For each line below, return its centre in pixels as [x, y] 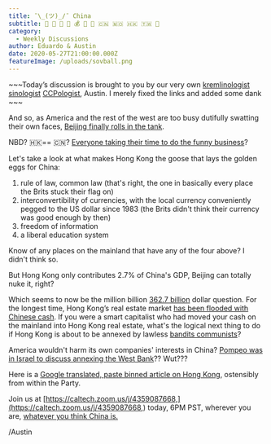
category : [25, 31]
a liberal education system [64, 235]
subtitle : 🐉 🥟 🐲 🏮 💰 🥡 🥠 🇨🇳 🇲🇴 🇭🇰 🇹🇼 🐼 [84, 24]
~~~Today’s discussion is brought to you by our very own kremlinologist [129, 84]
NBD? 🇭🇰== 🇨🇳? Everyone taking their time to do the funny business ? [128, 142]
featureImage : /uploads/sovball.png [70, 62]
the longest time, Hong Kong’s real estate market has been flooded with [129, 308]
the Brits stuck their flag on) [67, 191]
